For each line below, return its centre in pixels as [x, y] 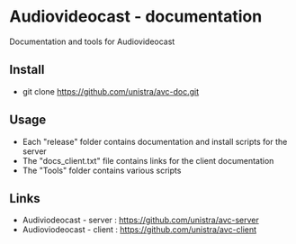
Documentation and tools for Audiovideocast [92, 41]
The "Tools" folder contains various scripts [102, 170]
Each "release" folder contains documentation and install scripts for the [155, 141]
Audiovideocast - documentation [136, 17]
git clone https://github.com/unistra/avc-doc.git [111, 91]
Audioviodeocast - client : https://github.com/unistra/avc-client [139, 230]
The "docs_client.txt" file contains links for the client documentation [148, 160]
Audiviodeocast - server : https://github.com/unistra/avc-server [140, 220]
